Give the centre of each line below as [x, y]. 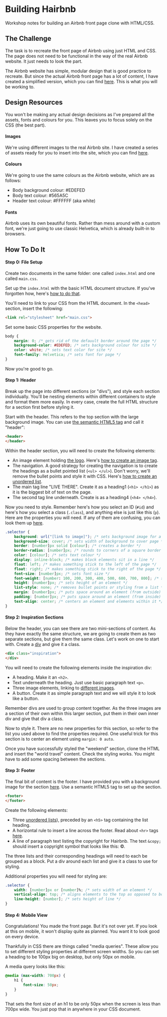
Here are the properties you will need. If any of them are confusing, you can [83, 517]
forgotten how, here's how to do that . [43, 293]
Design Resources [34, 102]
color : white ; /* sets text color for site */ [63, 350]
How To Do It [25, 249]
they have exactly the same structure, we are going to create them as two [81, 634]
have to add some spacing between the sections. [55, 759]
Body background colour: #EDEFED [49, 190]
